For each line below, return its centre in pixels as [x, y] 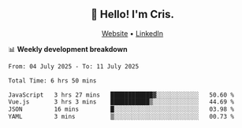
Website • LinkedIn [132, 33]
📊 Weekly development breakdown [68, 49]
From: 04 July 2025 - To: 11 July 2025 [74, 66]
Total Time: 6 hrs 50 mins [52, 80]
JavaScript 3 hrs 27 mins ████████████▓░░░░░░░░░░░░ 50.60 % [121, 95]
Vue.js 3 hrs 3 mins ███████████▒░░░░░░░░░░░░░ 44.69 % [121, 102]
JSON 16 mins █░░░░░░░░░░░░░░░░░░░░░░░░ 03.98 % [121, 110]
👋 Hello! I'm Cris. [132, 15]
